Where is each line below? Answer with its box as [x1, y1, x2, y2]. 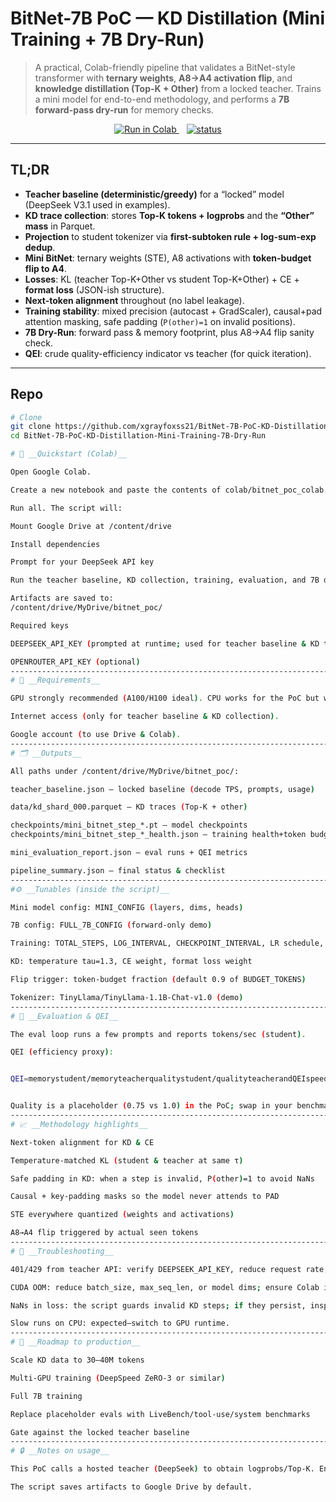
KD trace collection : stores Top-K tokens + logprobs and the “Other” [24, 209, 315, 221]
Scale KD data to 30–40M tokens [10, 1355, 145, 1366]
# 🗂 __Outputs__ [10, 748, 82, 758]
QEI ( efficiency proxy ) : [10, 1047, 114, 1057]
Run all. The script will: [10, 503, 123, 513]
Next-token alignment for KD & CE [10, 1137, 155, 1147]
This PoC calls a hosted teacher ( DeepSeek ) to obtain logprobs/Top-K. [10, 1464, 315, 1474]
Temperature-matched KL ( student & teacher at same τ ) [10, 1155, 244, 1166]
